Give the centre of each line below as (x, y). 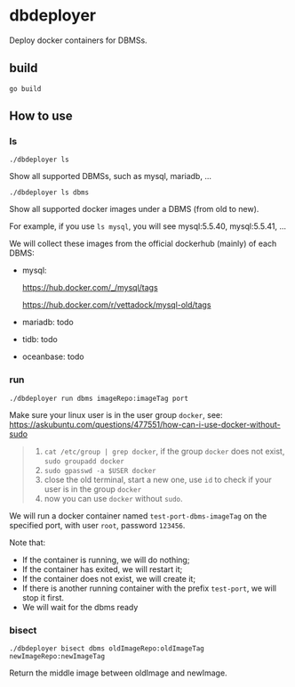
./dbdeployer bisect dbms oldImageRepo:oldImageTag (107, 649)
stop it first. (43, 597)
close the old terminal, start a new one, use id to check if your (158, 479)
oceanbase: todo (53, 356)
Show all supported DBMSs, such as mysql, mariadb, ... (110, 176)
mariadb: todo (48, 323)
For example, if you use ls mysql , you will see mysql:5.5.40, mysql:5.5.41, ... (148, 226)
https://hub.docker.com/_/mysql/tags (90, 288)
